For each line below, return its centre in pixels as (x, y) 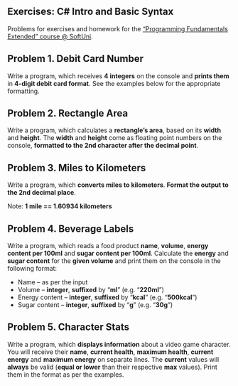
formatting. (24, 91)
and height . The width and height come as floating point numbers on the (115, 138)
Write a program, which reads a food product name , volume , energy (108, 246)
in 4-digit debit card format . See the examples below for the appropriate (114, 83)
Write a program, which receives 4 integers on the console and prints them (118, 76)
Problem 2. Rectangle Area (68, 113)
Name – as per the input (53, 282)
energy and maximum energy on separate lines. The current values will (113, 359)
